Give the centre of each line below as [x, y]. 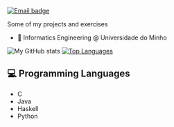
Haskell [28, 108]
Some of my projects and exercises [58, 24]
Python [27, 116]
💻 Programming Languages [69, 74]
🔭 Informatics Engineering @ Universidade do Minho [92, 37]
